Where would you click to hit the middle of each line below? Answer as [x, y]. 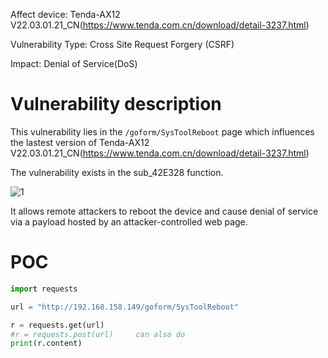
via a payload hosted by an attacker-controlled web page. [129, 221]
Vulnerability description [116, 104]
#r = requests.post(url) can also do [98, 334]
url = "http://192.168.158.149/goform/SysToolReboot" [125, 307]
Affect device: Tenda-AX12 [65, 14]
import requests [44, 289]
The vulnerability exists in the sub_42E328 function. [117, 172]
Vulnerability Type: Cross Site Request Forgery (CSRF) [122, 44]
